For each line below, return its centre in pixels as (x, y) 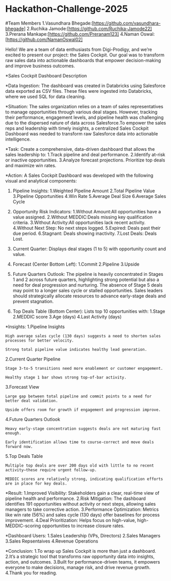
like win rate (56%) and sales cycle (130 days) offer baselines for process (82, 515)
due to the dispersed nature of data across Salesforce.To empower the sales (86, 123)
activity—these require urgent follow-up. (51, 470)
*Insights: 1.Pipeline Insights (35, 327)
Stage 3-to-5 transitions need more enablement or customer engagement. (84, 368)
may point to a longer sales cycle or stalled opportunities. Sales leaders (88, 290)
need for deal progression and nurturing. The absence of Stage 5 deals (88, 285)
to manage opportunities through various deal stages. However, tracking (81, 112)
